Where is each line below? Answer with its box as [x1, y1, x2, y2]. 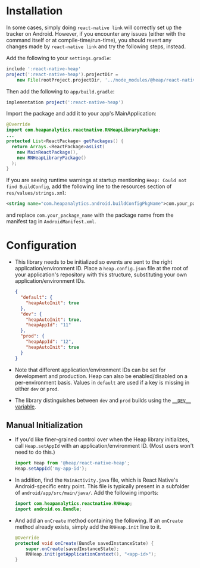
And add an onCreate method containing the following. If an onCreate [14, 517, 183, 524]
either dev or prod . [14, 385, 60, 392]
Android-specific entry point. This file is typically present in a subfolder [14, 483, 190, 490]
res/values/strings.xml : [6, 189, 67, 196]
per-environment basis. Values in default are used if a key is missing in [14, 379, 190, 386]
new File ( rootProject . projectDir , [17, 77, 102, 83]
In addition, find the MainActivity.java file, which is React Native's [14, 476, 179, 483]
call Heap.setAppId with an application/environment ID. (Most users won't [14, 442, 194, 450]
